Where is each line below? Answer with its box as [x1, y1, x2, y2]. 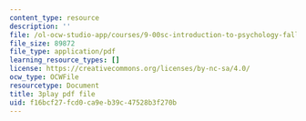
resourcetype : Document [9, 81, 100, 90]
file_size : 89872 [9, 38, 76, 48]
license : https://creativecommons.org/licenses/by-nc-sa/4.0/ [9, 65, 250, 74]
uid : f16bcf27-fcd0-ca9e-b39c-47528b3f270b [9, 97, 178, 107]
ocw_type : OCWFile [9, 73, 79, 82]
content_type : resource [9, 13, 100, 23]
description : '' [9, 22, 71, 31]
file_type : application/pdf [9, 47, 117, 56]
